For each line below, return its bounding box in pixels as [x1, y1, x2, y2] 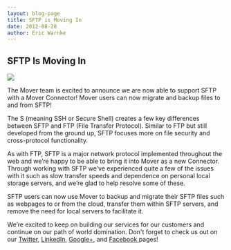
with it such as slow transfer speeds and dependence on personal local [7, 172, 211, 180]
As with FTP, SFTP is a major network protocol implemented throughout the [7, 150, 223, 158]
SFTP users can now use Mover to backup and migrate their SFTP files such [7, 193, 225, 201]
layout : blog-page [7, 10, 60, 17]
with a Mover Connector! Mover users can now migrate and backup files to [7, 94, 221, 102]
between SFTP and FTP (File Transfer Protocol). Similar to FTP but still [7, 122, 207, 130]
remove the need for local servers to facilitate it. [7, 207, 144, 215]
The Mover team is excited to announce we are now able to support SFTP [7, 86, 216, 95]
